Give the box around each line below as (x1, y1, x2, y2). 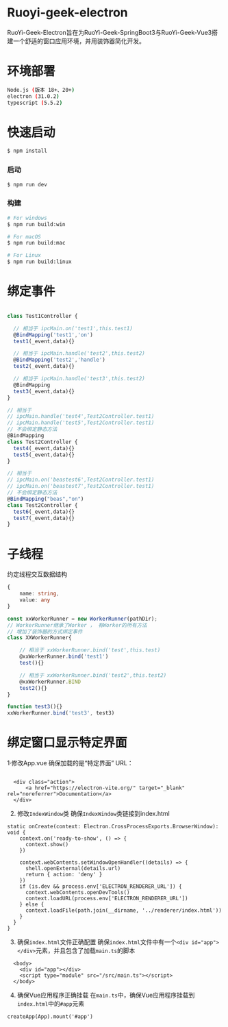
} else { (19, 901, 45, 908)
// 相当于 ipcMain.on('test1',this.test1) (13, 325, 134, 332)
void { (7, 829, 26, 837)
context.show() (25, 841, 69, 848)
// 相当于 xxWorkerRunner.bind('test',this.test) (19, 647, 161, 654)
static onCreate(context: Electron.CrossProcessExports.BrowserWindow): (7, 824, 219, 830)
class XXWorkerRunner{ (7, 634, 72, 641)
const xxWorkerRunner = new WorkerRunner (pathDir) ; (7, 615, 157, 622)
